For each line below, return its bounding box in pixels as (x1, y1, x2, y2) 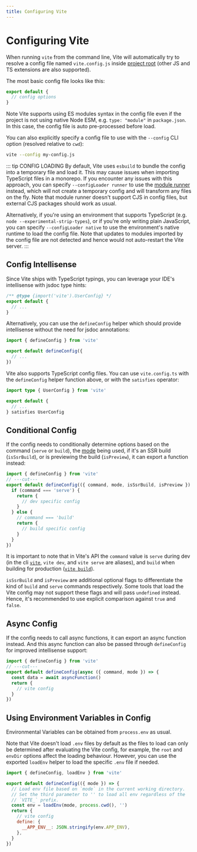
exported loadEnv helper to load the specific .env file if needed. (6, 758, 160, 766)
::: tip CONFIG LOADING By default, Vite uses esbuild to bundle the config (6, 162, 186, 169)
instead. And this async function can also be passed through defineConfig (6, 641, 186, 648)
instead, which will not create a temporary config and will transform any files (6, 188, 192, 195)
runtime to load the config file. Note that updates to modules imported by (6, 230, 183, 237)
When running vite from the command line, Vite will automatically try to (6, 54, 180, 61)
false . (6, 601, 21, 609)
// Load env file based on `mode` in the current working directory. (11, 786, 185, 792)
